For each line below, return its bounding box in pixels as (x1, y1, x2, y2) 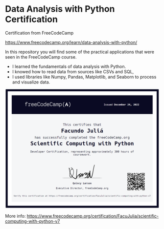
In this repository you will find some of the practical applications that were (5, 49, 154, 55)
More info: (5, 213, 26, 219)
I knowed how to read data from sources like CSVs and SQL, (12, 68, 134, 74)
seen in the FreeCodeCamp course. (5, 54, 77, 60)
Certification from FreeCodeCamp (5, 30, 74, 36)
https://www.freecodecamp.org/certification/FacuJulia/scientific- (26, 213, 159, 219)
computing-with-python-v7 (5, 218, 60, 224)
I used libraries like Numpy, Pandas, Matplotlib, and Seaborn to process (12, 74, 157, 80)
